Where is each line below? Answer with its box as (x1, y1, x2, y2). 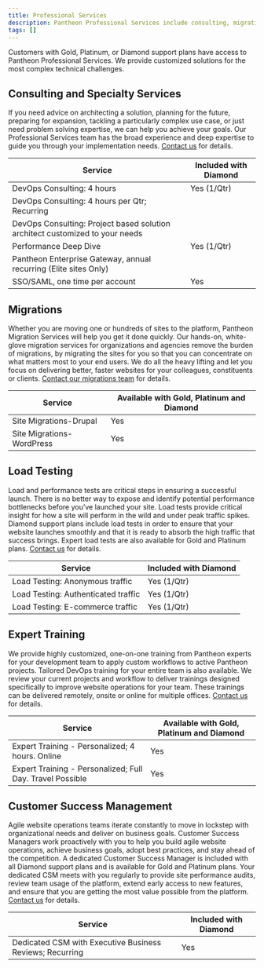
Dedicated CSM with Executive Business (12, 937, 162, 948)
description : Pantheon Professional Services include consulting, (8, 19, 230, 27)
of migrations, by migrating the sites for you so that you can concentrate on (8, 349, 253, 358)
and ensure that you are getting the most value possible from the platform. (8, 887, 249, 897)
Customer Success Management (8, 800, 173, 813)
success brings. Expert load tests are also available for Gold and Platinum (8, 535, 246, 545)
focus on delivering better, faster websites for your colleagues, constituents (8, 366, 253, 374)
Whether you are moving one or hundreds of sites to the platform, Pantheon (8, 323, 254, 333)
